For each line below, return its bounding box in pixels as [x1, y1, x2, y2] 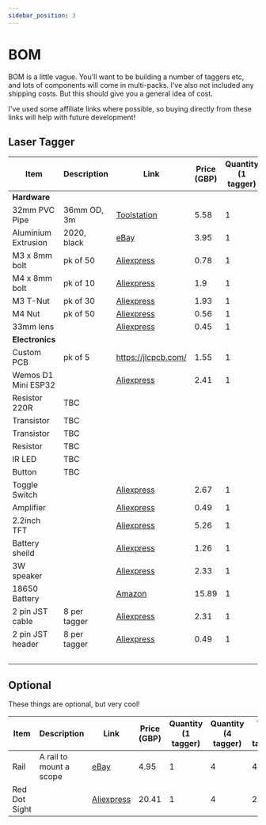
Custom [12, 347, 42, 358]
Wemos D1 [12, 369, 54, 380]
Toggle [12, 479, 38, 490]
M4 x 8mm [12, 273, 53, 284]
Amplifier [12, 502, 46, 513]
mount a [39, 761, 70, 772]
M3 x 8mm [12, 250, 53, 261]
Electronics [12, 334, 56, 345]
